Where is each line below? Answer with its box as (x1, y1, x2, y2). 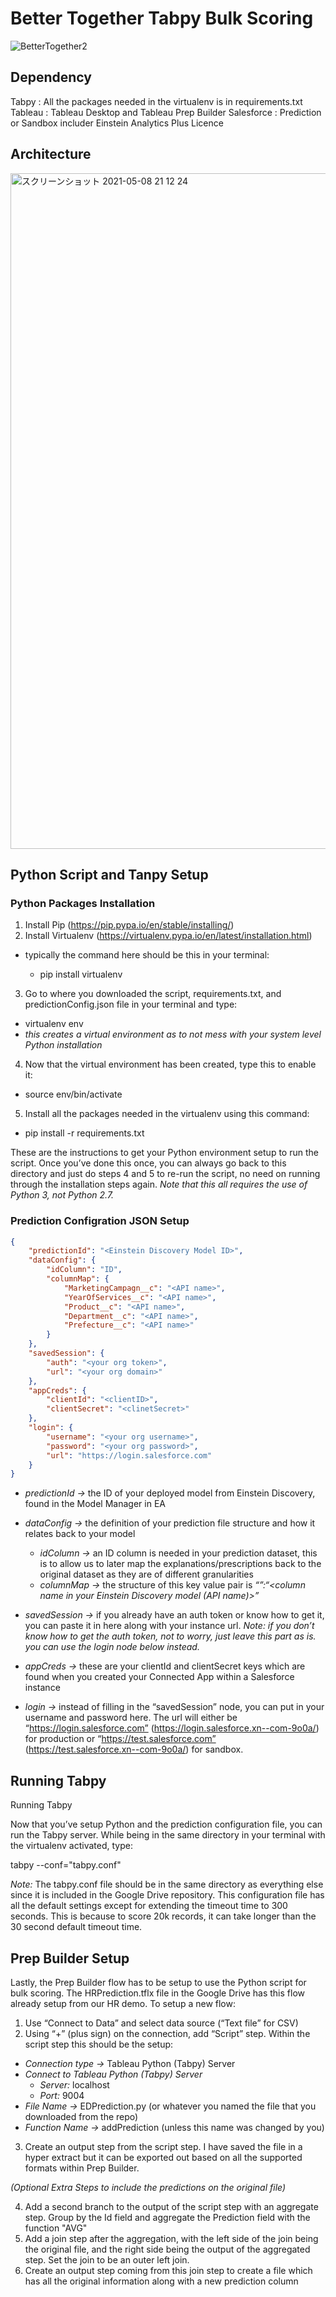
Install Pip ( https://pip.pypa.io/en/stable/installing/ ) (24, 919, 235, 931)
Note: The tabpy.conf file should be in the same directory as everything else (10, 1878, 324, 1891)
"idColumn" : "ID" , (46, 1265, 123, 1275)
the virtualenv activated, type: (10, 1840, 133, 1852)
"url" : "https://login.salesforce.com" (46, 1450, 213, 1461)
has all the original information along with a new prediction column (24, 2275, 299, 2287)
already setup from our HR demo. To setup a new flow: (10, 1997, 237, 2009)
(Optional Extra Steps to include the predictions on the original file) (10, 2181, 287, 2193)
